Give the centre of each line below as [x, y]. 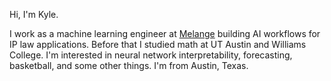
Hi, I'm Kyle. [34, 14]
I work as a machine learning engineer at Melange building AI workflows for [165, 33]
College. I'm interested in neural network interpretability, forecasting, [151, 55]
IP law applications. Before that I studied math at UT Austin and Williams [158, 44]
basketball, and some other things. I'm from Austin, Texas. [129, 65]
